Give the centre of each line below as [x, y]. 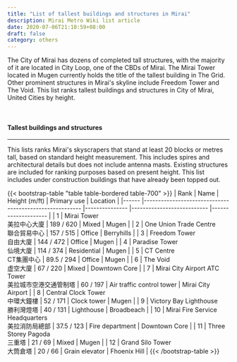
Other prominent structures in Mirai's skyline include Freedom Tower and [114, 83]
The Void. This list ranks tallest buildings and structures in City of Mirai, [111, 90]
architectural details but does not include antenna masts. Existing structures [117, 165]
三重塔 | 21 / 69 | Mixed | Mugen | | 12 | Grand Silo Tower [89, 342]
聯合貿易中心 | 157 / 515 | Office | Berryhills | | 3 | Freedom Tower [102, 233]
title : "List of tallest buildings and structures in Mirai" [99, 14]
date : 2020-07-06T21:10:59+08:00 [56, 27]
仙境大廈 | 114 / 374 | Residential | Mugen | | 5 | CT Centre [91, 251]
